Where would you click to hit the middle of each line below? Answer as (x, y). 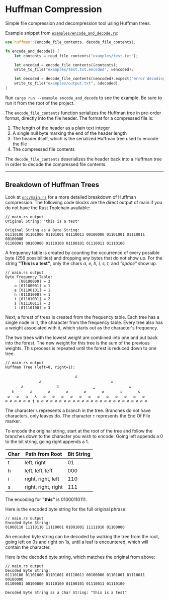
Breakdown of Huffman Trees (52, 185)
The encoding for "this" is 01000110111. (46, 499)
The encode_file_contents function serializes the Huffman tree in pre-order (83, 113)
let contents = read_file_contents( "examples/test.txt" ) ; (76, 56)
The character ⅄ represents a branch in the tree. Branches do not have (78, 410)
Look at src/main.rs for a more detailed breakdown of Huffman (71, 197)
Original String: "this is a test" (43, 221)
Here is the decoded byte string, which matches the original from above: (80, 557)
